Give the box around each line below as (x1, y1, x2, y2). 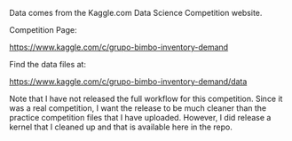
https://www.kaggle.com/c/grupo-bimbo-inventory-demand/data (9, 76, 248, 87)
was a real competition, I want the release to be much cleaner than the (9, 103, 267, 114)
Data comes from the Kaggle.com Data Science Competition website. (9, 8, 263, 18)
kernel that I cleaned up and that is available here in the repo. (9, 121, 233, 132)
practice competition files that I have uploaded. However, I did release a (9, 113, 272, 122)
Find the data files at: (9, 59, 87, 69)
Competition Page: (9, 25, 77, 35)
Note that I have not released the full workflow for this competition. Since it (9, 93, 283, 104)
